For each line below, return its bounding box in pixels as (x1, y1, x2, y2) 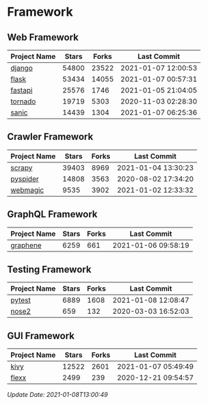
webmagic (10, 185, 44, 195)
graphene (10, 241, 42, 250)
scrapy (10, 162, 33, 172)
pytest (10, 295, 31, 305)
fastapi (10, 86, 33, 95)
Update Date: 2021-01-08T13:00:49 (7, 391, 108, 399)
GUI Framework (7, 330, 75, 341)
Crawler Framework (7, 131, 94, 143)
